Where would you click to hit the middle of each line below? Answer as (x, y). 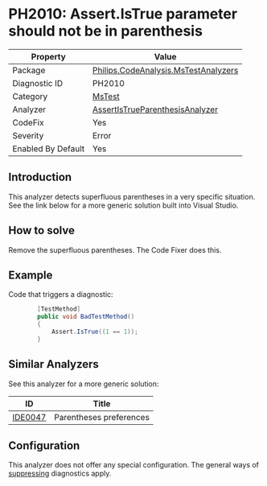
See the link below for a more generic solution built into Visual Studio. (123, 205)
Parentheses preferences (102, 417)
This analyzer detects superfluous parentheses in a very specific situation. (132, 196)
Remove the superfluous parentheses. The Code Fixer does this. (115, 249)
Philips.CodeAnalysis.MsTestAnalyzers (165, 70)
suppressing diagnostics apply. (60, 474)
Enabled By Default (49, 148)
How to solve (41, 231)
